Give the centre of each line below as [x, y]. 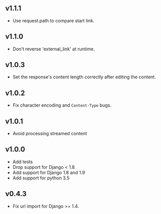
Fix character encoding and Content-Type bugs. [62, 105]
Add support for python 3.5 [41, 178]
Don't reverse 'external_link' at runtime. [54, 49]
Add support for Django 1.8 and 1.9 [49, 172]
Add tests [23, 162]
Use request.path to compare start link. [53, 20]
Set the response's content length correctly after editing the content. [84, 77]
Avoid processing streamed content [50, 134]
